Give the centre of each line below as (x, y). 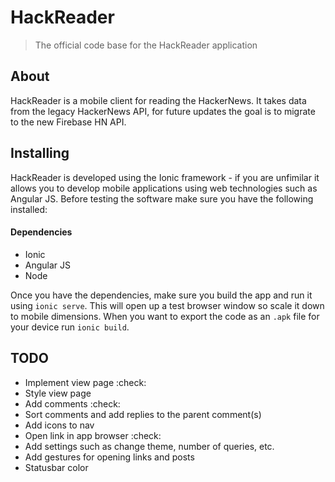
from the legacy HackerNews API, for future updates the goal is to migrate (163, 111)
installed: (29, 209)
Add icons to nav (59, 425)
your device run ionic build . (70, 327)
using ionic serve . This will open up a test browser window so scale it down (167, 305)
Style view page (58, 393)
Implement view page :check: (85, 382)
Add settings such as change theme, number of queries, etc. (149, 446)
